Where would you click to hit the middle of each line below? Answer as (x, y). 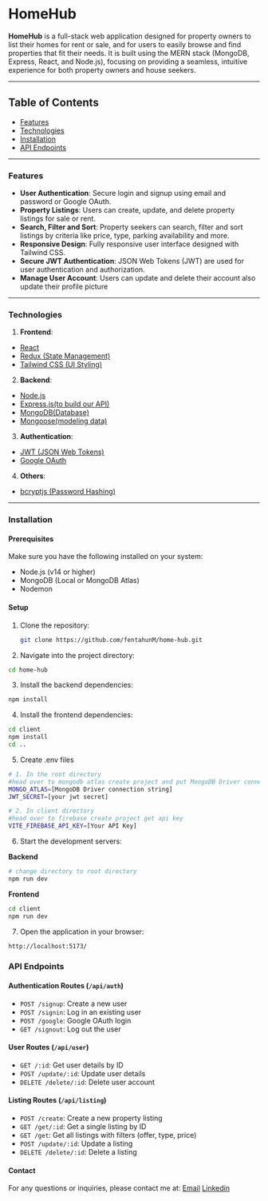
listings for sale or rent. (57, 219)
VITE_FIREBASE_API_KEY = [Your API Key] (73, 826)
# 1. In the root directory (55, 774)
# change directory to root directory (73, 872)
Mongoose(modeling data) (63, 421)
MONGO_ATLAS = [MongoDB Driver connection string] (91, 789)
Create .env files (47, 760)
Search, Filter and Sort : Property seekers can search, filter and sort (131, 227)
